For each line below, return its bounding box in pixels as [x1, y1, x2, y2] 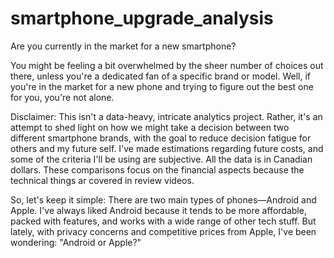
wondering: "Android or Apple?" [10, 236, 142, 248]
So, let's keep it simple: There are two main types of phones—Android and [10, 193, 317, 206]
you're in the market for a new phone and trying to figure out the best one [10, 80, 314, 92]
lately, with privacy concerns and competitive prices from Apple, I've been [10, 225, 317, 237]
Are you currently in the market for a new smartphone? [10, 40, 237, 52]
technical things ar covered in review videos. [10, 174, 195, 186]
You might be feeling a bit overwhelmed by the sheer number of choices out [10, 59, 324, 71]
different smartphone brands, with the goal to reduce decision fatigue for [10, 132, 312, 144]
